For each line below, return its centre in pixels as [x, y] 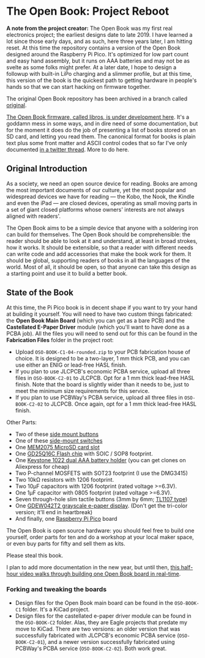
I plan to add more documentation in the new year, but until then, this [93, 567]
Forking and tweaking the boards [57, 589]
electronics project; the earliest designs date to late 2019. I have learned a [99, 34]
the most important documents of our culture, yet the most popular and [96, 190]
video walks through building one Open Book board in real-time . [100, 574]
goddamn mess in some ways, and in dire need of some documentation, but [102, 123]
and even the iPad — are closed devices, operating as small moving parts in [102, 203]
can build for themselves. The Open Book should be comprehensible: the [99, 234]
